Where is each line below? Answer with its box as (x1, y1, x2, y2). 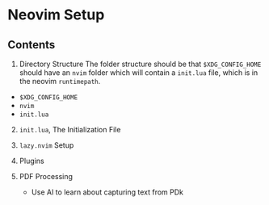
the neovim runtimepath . (19, 77, 101, 86)
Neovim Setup (7, 6, 105, 24)
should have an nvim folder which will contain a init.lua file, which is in (19, 68, 258, 77)
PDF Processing (19, 172, 74, 181)
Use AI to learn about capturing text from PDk (31, 187, 183, 197)
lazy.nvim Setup (19, 140, 74, 150)
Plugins (19, 156, 45, 165)
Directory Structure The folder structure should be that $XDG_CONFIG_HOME (19, 59, 262, 69)
